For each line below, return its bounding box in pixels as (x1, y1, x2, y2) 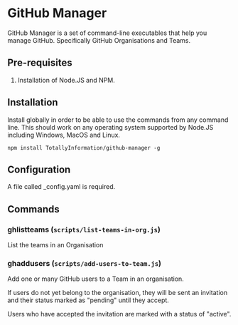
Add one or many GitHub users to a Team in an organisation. (7, 274, 185, 283)
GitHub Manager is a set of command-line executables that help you (7, 29, 207, 37)
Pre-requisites (7, 57, 72, 69)
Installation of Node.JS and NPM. (17, 76, 115, 84)
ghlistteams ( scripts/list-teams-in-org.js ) (7, 225, 161, 234)
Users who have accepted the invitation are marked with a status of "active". (7, 310, 232, 319)
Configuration (7, 163, 71, 175)
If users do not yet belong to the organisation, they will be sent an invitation (7, 289, 228, 297)
